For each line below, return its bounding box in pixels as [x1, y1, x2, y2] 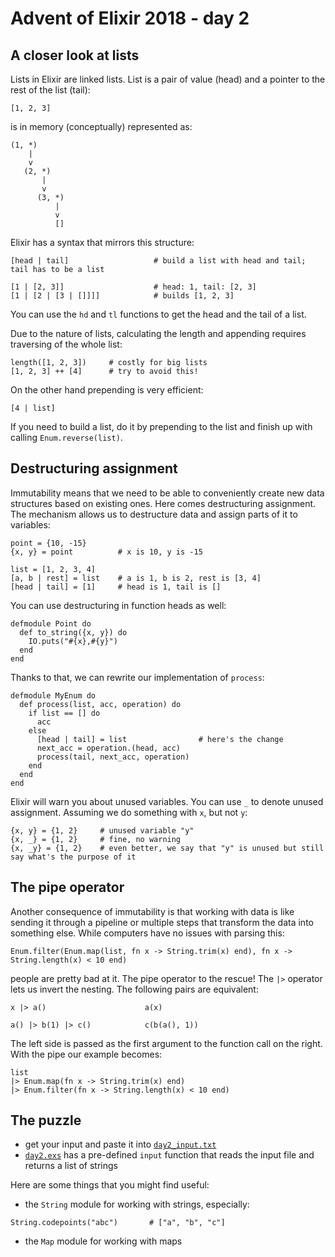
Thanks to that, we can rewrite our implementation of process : [10, 671, 265, 683]
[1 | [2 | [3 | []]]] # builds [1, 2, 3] [10, 291, 235, 301]
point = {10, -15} [10, 538, 87, 548]
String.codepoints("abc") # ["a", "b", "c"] [10, 1218, 226, 1228]
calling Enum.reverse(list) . [10, 432, 123, 443]
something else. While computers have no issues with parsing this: [10, 927, 285, 939]
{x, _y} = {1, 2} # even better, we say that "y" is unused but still [10, 843, 325, 853]
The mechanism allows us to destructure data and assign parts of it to [10, 508, 298, 520]
